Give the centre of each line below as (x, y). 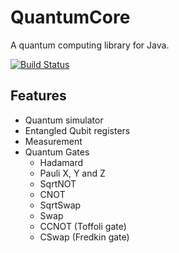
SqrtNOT (58, 183)
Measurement (53, 141)
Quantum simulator (64, 120)
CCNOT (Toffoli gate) (83, 226)
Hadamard (61, 162)
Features (38, 96)
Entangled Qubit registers (77, 130)
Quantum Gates (57, 152)
